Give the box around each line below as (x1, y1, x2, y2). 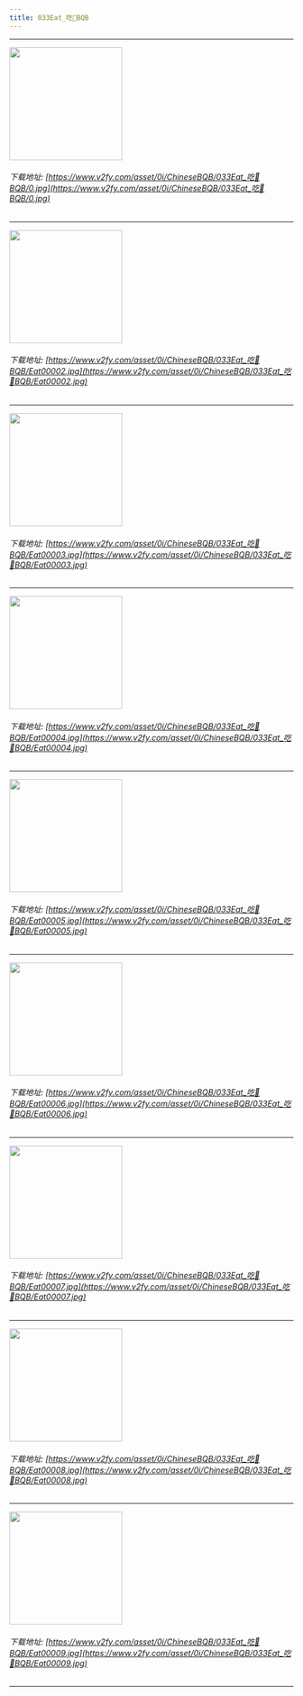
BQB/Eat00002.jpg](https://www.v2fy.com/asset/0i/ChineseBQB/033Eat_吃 (9, 366, 292, 377)
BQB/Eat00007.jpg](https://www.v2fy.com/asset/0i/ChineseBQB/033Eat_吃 (9, 1281, 290, 1292)
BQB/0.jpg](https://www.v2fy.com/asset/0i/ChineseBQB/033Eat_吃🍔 (9, 183, 265, 194)
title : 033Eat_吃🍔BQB (9, 13, 89, 23)
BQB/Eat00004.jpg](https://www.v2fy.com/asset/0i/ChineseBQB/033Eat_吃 (9, 732, 292, 743)
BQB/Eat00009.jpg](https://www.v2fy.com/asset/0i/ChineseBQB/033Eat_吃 (9, 1647, 291, 1658)
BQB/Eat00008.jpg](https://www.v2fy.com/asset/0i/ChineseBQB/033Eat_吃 (9, 1465, 291, 1476)
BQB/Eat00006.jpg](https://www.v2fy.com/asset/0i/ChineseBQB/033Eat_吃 (9, 1099, 291, 1110)
